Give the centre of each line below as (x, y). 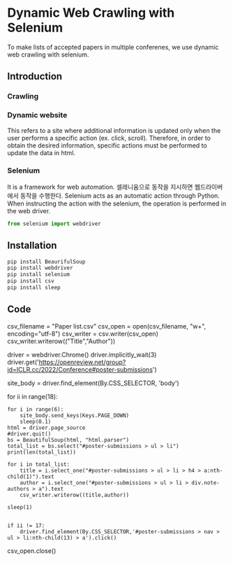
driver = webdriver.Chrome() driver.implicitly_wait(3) (82, 354)
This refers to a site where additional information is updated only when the (114, 130)
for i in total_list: (39, 464)
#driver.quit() (29, 434)
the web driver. (29, 210)
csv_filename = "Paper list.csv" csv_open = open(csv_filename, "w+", (107, 326)
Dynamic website (37, 115)
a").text (51, 489)
